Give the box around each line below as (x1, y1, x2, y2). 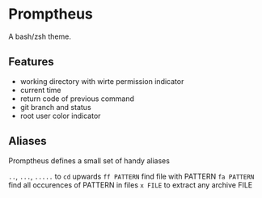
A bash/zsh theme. (8, 32, 71, 41)
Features (8, 55, 54, 69)
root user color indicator (19, 111, 101, 120)
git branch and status (19, 102, 91, 112)
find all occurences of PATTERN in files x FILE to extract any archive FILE (8, 179, 253, 190)
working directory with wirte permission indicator (19, 76, 184, 86)
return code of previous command (19, 94, 135, 103)
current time (19, 85, 61, 95)
